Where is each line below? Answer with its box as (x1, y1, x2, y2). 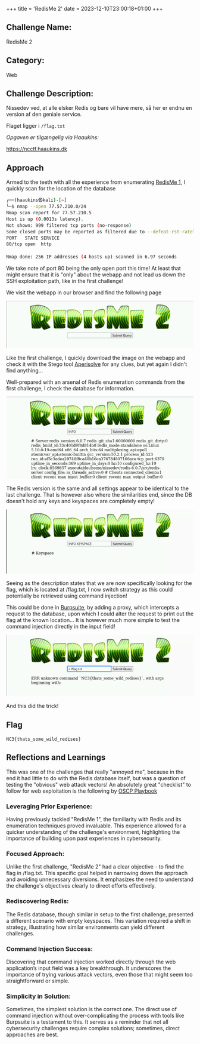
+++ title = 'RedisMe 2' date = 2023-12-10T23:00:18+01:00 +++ (6, 5, 163, 12)
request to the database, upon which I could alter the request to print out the (6, 610, 194, 617)
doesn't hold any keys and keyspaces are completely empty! (6, 498, 155, 505)
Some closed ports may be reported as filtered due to (6, 229, 145, 235)
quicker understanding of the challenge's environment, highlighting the (6, 829, 180, 836)
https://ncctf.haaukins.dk (6, 146, 67, 153)
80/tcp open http (6, 241, 52, 247)
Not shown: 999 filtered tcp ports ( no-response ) (6, 222, 132, 229)
